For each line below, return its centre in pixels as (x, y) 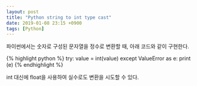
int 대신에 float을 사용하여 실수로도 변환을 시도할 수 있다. (73, 77)
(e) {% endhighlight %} (35, 65)
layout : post (23, 12)
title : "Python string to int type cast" (59, 17)
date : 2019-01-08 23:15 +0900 (44, 23)
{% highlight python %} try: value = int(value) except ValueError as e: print (98, 58)
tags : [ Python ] (25, 29)
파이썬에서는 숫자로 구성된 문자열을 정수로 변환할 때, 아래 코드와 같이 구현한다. (98, 46)
